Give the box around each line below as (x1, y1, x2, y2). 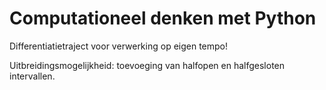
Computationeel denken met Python (9, 7, 317, 30)
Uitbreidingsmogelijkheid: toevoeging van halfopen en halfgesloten (9, 59, 286, 71)
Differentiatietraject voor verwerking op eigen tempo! (9, 40, 229, 52)
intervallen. (9, 70, 56, 82)
